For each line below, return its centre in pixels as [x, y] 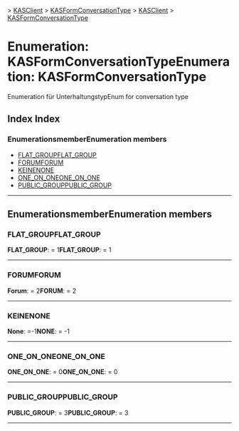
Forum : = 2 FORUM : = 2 [42, 291]
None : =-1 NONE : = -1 [38, 331]
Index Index [34, 119]
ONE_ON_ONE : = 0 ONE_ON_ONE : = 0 [63, 372]
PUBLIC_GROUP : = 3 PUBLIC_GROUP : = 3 [68, 412]
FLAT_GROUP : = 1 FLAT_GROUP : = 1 [59, 250]
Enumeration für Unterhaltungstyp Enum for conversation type [98, 96]
